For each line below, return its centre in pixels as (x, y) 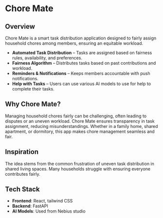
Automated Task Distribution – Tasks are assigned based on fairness (82, 53)
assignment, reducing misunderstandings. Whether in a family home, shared (81, 126)
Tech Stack (22, 190)
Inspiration (22, 152)
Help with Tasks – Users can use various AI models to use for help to (81, 84)
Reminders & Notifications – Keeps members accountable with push (81, 73)
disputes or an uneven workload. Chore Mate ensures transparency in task (80, 121)
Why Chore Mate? (33, 104)
